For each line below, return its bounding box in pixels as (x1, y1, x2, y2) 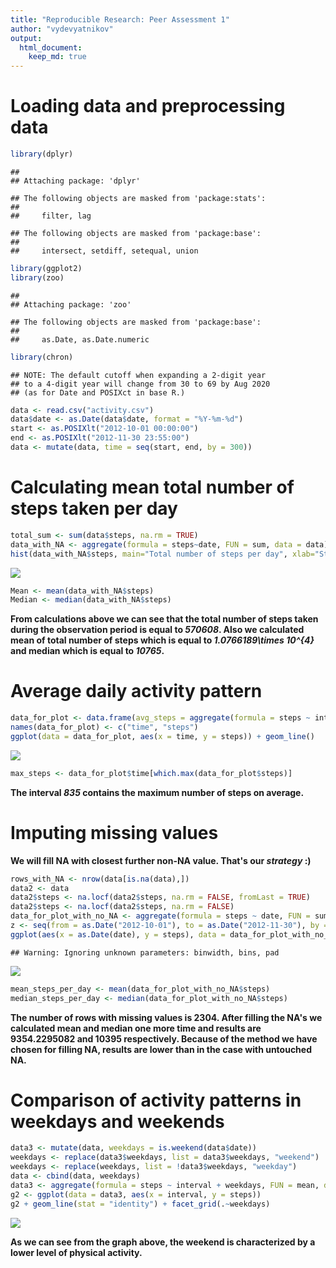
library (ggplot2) (10, 263, 83, 273)
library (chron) (10, 352, 74, 362)
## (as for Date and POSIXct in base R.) (10, 387, 186, 398)
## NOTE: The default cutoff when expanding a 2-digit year (10, 370, 267, 380)
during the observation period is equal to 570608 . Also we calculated (10, 624, 305, 636)
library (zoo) (10, 272, 65, 283)
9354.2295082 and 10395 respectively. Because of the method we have (10, 1032, 318, 1045)
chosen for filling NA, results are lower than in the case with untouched (10, 1043, 313, 1055)
